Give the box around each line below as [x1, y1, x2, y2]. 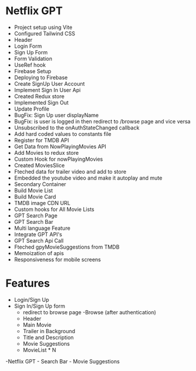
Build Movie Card [14, 193, 57, 200]
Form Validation [14, 55, 53, 62]
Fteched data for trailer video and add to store [14, 168, 126, 175]
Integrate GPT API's [14, 230, 63, 237]
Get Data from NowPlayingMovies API [14, 143, 107, 150]
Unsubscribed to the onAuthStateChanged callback [14, 124, 140, 131]
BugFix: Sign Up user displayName [14, 111, 99, 119]
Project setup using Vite [14, 24, 73, 31]
